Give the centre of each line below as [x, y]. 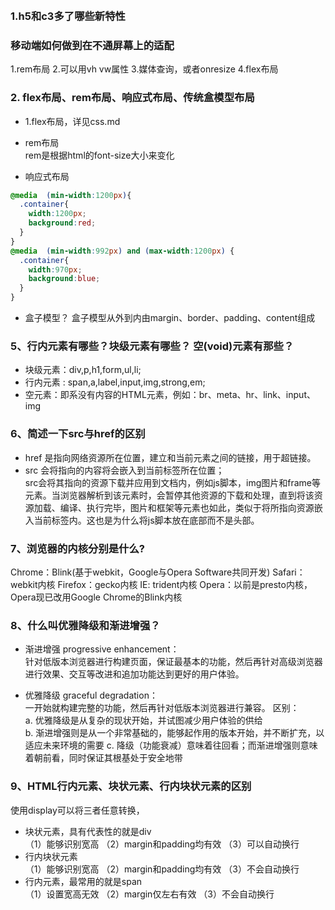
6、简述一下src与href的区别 [78, 434]
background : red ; [62, 223]
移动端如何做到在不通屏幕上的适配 [92, 45]
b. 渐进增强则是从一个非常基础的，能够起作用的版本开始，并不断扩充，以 [174, 733]
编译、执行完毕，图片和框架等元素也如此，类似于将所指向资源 [187, 507]
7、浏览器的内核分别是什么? [77, 548]
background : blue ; [64, 279]
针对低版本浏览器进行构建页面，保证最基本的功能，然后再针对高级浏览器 [173, 662]
